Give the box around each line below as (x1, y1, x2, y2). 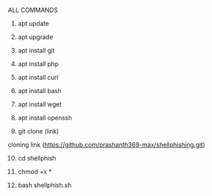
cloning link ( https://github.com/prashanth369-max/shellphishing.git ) (8, 140, 206, 149)
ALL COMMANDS (8, 6, 58, 14)
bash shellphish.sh (17, 181, 72, 189)
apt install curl (17, 73, 59, 81)
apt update (17, 19, 49, 27)
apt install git (17, 47, 55, 54)
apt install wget (17, 100, 62, 108)
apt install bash (17, 87, 62, 95)
